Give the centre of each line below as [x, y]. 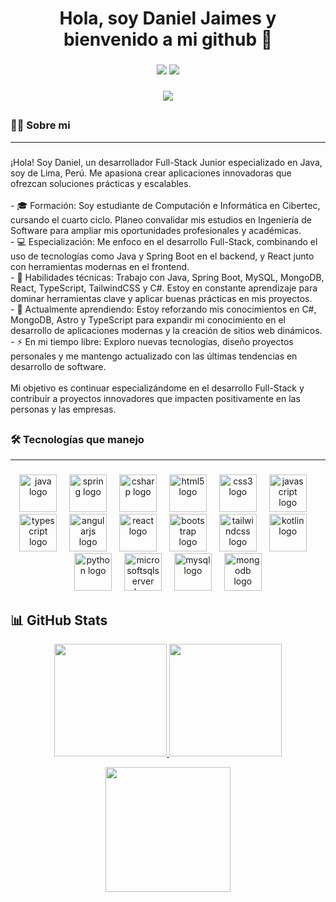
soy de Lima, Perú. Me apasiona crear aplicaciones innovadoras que [151, 173]
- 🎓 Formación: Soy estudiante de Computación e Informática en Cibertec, [165, 205]
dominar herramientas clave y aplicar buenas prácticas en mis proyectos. [161, 298]
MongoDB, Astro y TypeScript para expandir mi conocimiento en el [148, 319]
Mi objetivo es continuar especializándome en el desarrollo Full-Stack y [157, 388]
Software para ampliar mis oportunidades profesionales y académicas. [156, 230]
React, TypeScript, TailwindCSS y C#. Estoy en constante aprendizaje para [164, 288]
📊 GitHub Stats [59, 620]
